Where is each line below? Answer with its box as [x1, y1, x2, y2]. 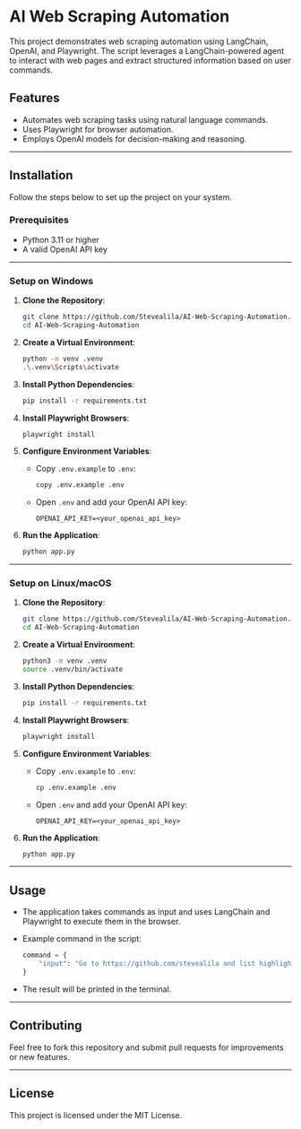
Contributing [9, 1018, 82, 1033]
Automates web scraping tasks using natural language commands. [21, 114, 269, 125]
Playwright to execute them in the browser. [21, 916, 181, 927]
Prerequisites [9, 213, 69, 226]
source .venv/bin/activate [21, 665, 124, 674]
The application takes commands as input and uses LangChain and [21, 907, 271, 917]
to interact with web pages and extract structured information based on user [9, 55, 291, 65]
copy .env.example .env [35, 481, 125, 490]
